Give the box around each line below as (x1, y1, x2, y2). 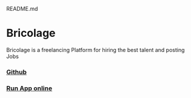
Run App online (6, 84, 53, 93)
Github (6, 68, 27, 76)
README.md (6, 5, 38, 12)
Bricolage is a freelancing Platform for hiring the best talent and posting (6, 46, 185, 53)
